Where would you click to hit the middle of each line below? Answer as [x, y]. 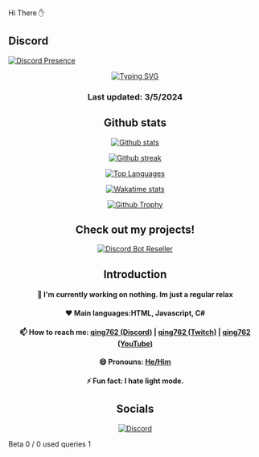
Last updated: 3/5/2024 [135, 96]
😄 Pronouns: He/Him [135, 362]
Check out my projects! [135, 229]
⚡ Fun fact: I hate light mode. [135, 381]
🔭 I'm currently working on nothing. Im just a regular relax [135, 295]
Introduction [135, 274]
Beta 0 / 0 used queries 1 [49, 444]
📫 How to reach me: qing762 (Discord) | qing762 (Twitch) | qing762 [135, 332]
